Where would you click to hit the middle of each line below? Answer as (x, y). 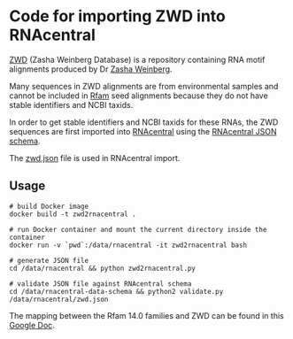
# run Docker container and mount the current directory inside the (138, 229)
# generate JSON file (49, 260)
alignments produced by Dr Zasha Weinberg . (91, 69)
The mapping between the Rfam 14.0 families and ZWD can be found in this (147, 315)
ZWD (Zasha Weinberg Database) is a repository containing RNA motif (137, 59)
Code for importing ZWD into (117, 16)
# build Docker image (49, 206)
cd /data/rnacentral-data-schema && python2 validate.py (116, 291)
